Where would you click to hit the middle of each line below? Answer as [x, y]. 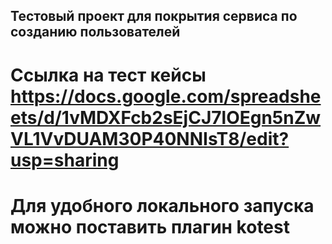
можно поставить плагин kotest [150, 226]
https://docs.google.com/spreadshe [166, 96]
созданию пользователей [95, 32]
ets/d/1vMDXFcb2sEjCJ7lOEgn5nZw [166, 117]
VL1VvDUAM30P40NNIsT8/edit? [150, 138]
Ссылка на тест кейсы [108, 75]
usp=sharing [65, 160]
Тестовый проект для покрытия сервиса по [154, 16]
